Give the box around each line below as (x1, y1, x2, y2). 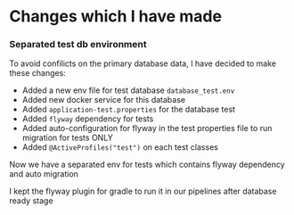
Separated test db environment (9, 38, 147, 51)
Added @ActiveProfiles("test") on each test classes (21, 142, 218, 153)
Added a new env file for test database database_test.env (21, 85, 235, 95)
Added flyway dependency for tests (21, 113, 154, 124)
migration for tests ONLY (21, 132, 114, 144)
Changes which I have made (9, 6, 223, 27)
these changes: (9, 68, 67, 79)
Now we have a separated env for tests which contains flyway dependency (9, 159, 285, 170)
